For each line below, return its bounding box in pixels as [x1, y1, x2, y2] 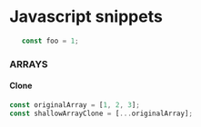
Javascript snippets [9, 6, 164, 27]
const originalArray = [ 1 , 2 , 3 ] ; [9, 100, 141, 110]
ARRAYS [9, 57, 48, 70]
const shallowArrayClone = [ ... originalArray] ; [9, 109, 194, 118]
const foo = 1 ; [21, 36, 79, 45]
